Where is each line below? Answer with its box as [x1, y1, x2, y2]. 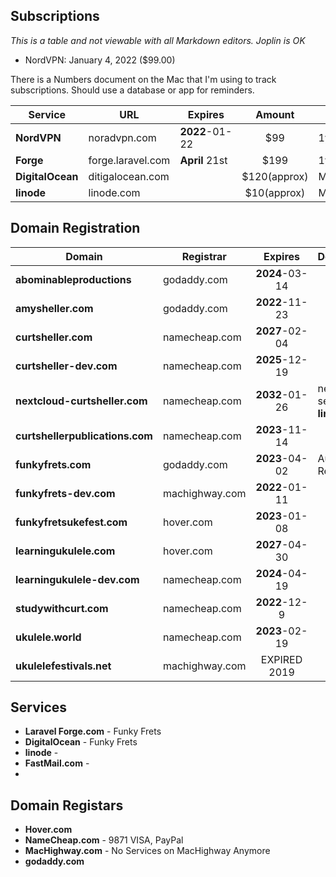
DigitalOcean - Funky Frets [24, 736, 138, 748]
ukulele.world [15, 630, 82, 644]
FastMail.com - [24, 757, 90, 769]
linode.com [88, 185, 141, 199]
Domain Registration [10, 220, 141, 237]
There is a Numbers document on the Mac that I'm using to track [10, 73, 277, 85]
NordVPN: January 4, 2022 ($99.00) [24, 54, 176, 66]
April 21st [179, 153, 228, 167]
